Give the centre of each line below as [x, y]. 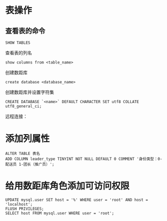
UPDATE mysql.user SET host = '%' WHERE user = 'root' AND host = [77, 200]
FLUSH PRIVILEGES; [25, 209]
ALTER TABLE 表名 [23, 153]
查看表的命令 [25, 31]
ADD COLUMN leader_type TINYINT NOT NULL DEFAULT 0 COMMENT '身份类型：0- [84, 159]
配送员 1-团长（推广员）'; [30, 164]
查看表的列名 [18, 53]
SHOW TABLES [18, 43]
